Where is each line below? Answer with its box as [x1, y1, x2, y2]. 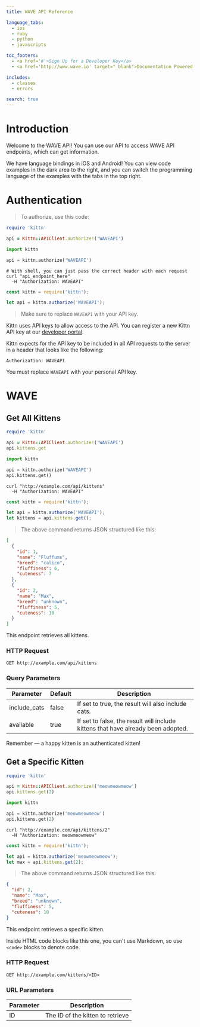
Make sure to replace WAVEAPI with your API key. [20, 310, 139, 317]
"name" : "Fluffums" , [17, 554, 68, 560]
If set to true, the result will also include [77, 699, 187, 708]
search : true [6, 96, 39, 102]
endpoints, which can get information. [6, 148, 99, 155]
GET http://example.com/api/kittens [6, 660, 97, 667]
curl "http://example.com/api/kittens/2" [6, 827, 111, 833]
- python [11, 36, 33, 42]
